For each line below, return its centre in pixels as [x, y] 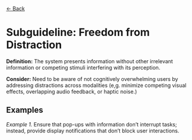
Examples [25, 110]
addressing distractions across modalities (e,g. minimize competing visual [96, 85]
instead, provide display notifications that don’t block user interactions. [93, 131]
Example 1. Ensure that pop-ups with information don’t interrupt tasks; [92, 124]
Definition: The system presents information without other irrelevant [89, 61]
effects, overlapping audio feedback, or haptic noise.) [72, 92]
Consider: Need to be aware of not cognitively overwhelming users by [92, 79]
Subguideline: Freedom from [78, 32]
